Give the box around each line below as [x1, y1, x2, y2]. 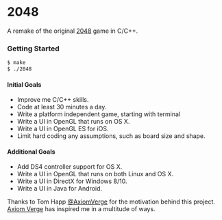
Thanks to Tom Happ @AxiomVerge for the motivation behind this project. [7, 197, 216, 206]
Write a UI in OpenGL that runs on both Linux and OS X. [16, 170, 174, 178]
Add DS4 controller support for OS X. [16, 163, 123, 171]
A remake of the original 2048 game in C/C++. [7, 27, 138, 35]
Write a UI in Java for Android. [16, 184, 103, 193]
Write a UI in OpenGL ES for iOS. [16, 124, 109, 133]
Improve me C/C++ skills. [16, 96, 89, 104]
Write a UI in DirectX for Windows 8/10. [16, 177, 127, 185]
